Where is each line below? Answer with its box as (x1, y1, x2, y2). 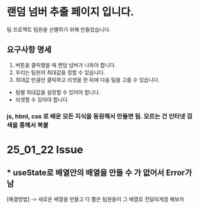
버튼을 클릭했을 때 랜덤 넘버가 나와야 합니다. (15, 61, 117, 68)
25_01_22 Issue (6, 143, 84, 156)
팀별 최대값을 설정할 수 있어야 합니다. (15, 89, 101, 96)
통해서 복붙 (19, 121, 49, 129)
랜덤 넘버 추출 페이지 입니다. (6, 5, 134, 19)
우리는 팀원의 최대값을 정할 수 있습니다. (15, 69, 105, 76)
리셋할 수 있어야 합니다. (15, 96, 70, 103)
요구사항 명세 (6, 45, 52, 55)
